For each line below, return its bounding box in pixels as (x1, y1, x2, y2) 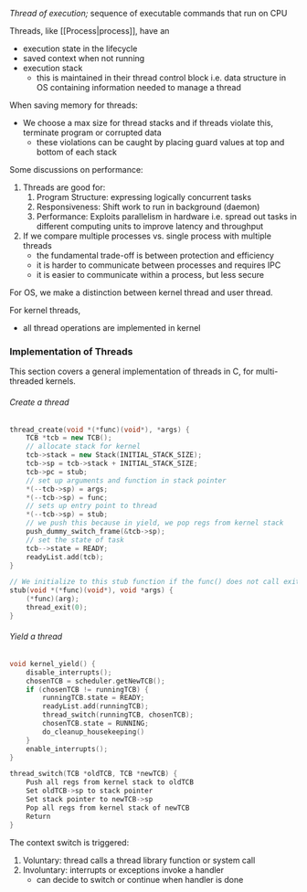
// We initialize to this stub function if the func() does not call (9, 578, 281, 587)
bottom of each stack (36, 146, 117, 157)
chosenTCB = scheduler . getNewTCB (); (26, 676, 166, 685)
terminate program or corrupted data (22, 127, 162, 138)
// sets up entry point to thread (26, 502, 157, 511)
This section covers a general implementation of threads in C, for (9, 366, 254, 377)
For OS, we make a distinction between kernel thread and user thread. (9, 287, 273, 298)
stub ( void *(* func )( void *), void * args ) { (9, 586, 174, 595)
